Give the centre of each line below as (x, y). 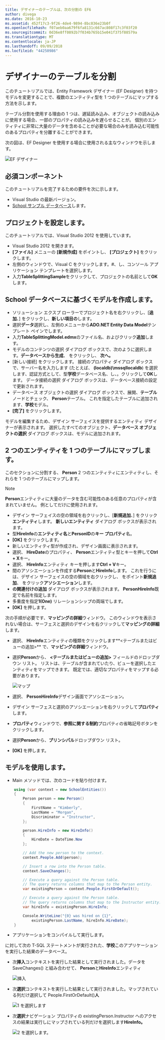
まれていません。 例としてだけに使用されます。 (53, 505)
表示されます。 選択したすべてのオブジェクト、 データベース (78, 427)
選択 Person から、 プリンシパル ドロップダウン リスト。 (68, 740)
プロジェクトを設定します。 (47, 222)
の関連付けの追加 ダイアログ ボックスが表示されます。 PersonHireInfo (83, 589)
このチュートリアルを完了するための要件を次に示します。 (63, 189)
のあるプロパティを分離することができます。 (50, 132)
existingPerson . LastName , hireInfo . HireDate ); (80, 920)
